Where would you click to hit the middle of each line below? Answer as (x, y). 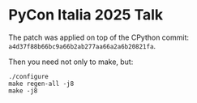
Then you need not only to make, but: (71, 62)
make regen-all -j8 (41, 84)
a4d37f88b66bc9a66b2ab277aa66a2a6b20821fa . (82, 45)
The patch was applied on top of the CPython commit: (98, 37)
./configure (28, 76)
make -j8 (23, 91)
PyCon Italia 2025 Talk (86, 15)
